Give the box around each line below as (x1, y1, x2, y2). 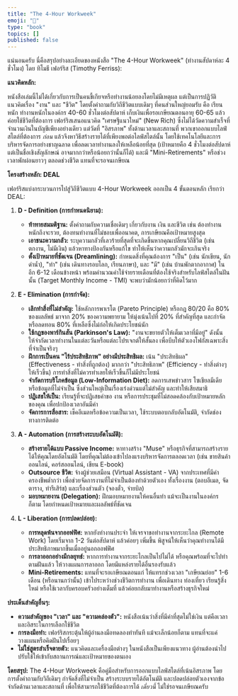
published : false (7, 37, 59, 44)
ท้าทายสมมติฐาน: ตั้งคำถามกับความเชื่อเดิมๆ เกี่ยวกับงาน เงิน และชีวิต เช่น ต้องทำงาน (28, 220, 222, 229)
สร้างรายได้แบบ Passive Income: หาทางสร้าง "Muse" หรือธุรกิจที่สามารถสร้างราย (28, 444, 229, 453)
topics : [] (7, 30, 40, 38)
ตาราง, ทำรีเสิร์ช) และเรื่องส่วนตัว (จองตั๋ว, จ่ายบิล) (28, 484, 144, 493)
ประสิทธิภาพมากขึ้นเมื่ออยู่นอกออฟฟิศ (28, 544, 115, 553)
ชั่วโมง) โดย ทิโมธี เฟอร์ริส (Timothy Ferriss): (7, 64, 123, 73)
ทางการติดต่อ (28, 416, 59, 425)
